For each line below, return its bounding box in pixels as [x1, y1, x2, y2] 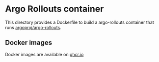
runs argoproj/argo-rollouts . [5, 24, 61, 30]
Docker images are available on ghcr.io [5, 51, 84, 57]
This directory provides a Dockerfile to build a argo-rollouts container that [5, 19, 154, 25]
